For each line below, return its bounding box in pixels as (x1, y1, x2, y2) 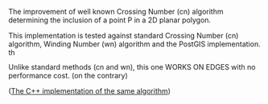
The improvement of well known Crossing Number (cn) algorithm (8, 7, 224, 16)
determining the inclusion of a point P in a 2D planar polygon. (8, 15, 212, 25)
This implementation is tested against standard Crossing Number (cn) (8, 31, 239, 40)
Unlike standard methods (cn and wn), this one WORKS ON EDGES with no (8, 62, 256, 71)
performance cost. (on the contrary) (8, 71, 129, 80)
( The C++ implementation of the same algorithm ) (8, 86, 171, 95)
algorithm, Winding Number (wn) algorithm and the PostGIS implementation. (8, 39, 261, 49)
